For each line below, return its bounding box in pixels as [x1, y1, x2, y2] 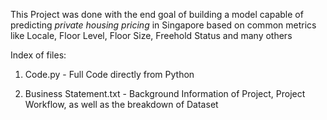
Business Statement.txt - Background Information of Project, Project [24, 88, 306, 99]
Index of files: [10, 49, 67, 61]
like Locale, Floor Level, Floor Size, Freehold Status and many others [10, 30, 293, 41]
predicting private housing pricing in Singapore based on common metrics [10, 19, 317, 31]
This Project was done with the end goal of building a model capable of [10, 9, 304, 20]
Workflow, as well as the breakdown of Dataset [24, 99, 219, 110]
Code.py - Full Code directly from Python [24, 69, 195, 80]
